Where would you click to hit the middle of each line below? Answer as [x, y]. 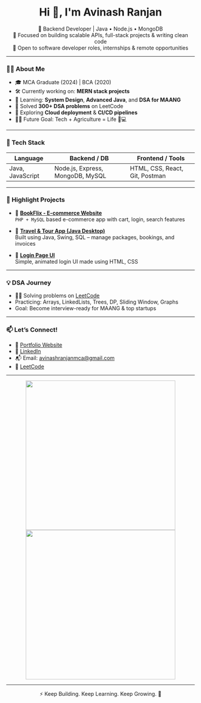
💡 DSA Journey [29, 282]
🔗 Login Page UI [35, 255]
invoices [25, 243]
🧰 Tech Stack [26, 143]
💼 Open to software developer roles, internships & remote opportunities [100, 48]
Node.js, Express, [79, 168]
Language [29, 158]
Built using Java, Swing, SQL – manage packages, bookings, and [95, 237]
